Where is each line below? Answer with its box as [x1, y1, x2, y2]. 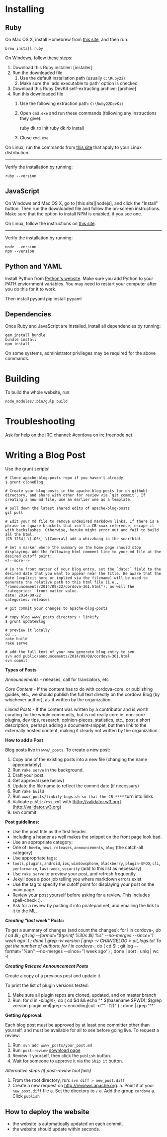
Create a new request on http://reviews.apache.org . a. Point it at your [12, 1083, 154, 1089]
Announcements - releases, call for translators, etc [5, 676, 109, 682]
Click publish [12, 1093, 40, 1099]
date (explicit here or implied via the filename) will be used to [5, 575, 148, 580]
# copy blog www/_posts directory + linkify [5, 615, 99, 620]
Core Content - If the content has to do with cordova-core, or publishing [5, 686, 153, 692]
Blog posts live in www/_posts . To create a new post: [5, 747, 110, 753]
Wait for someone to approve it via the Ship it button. [12, 1058, 123, 1064]
